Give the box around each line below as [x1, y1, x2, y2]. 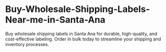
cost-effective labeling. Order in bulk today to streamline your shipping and [5, 36, 161, 42]
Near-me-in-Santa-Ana [5, 14, 105, 25]
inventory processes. [5, 41, 49, 47]
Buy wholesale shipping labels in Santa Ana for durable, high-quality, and [5, 30, 157, 36]
